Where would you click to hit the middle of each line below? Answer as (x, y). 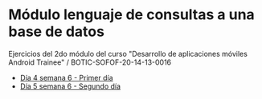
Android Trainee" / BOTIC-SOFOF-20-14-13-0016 (90, 62)
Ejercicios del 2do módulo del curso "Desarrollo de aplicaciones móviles (128, 53)
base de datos (56, 32)
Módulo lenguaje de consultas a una (131, 15)
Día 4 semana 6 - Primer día (67, 77)
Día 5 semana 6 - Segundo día (70, 86)
